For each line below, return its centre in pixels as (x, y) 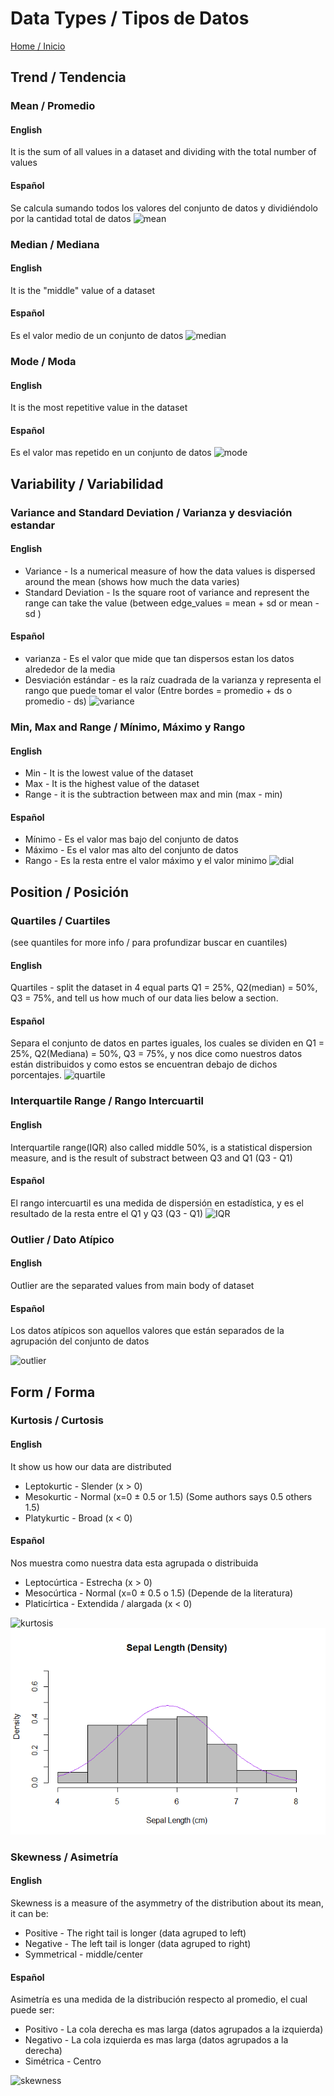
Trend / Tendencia (68, 77)
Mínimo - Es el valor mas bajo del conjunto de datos (131, 839)
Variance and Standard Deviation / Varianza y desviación (151, 512)
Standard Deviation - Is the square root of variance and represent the (167, 592)
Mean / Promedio (53, 106)
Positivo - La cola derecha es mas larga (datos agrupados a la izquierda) (174, 2029)
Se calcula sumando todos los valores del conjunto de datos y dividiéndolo (164, 208)
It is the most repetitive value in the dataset (99, 408)
